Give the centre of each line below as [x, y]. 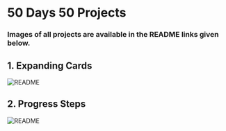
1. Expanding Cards [50, 65]
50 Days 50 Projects [67, 13]
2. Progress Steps [47, 104]
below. [19, 43]
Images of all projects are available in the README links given [113, 35]
